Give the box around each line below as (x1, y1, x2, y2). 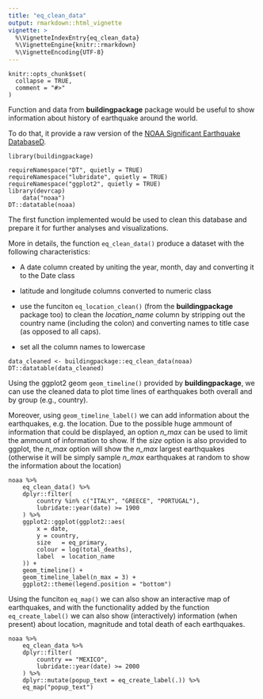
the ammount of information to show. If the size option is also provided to (8, 436, 247, 445)
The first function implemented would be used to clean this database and (8, 215, 247, 224)
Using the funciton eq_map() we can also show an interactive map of (8, 594, 231, 603)
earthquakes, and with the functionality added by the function (8, 603, 210, 612)
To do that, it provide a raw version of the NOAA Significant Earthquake (8, 128, 241, 138)
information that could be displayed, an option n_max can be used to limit (8, 427, 248, 437)
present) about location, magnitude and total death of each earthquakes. (8, 620, 246, 628)
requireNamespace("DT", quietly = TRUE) (8, 166, 144, 174)
